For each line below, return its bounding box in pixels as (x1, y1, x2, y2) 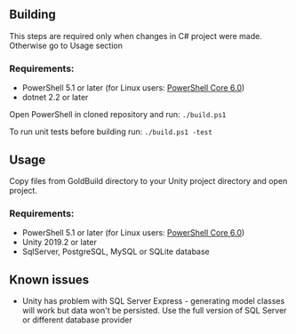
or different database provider (21, 314, 132, 325)
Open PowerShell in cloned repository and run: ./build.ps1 (9, 109, 227, 120)
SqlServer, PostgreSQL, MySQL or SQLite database (21, 246, 211, 257)
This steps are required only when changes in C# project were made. (9, 30, 262, 41)
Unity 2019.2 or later (21, 237, 98, 248)
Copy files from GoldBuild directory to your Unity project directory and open (9, 175, 288, 186)
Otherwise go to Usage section (9, 40, 123, 51)
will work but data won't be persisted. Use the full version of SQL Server (21, 306, 287, 316)
